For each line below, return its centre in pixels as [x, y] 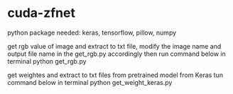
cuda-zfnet [42, 13]
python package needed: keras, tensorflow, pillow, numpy [92, 33]
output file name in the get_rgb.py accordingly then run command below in [116, 54]
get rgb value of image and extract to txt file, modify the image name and [114, 46]
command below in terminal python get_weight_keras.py [90, 82]
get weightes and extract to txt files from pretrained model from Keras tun [115, 75]
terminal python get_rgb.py [47, 61]
